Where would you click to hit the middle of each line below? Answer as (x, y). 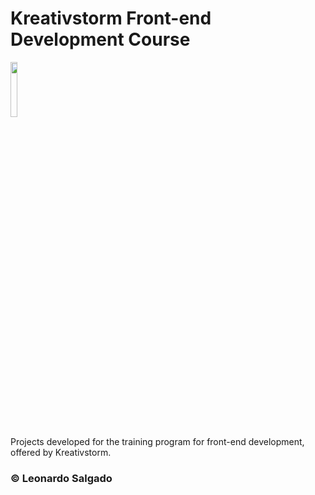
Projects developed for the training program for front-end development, (157, 441)
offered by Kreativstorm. (61, 452)
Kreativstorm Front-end (111, 18)
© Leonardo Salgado (61, 478)
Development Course (100, 39)
